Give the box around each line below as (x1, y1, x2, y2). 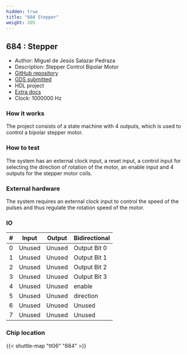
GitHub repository (14, 70, 58, 77)
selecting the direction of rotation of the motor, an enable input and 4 (6, 163, 174, 170)
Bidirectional (73, 234, 110, 242)
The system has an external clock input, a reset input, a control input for (6, 157, 181, 164)
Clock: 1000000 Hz (14, 95, 62, 102)
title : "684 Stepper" (6, 14, 60, 20)
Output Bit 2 (73, 263, 107, 271)
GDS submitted (14, 76, 52, 83)
